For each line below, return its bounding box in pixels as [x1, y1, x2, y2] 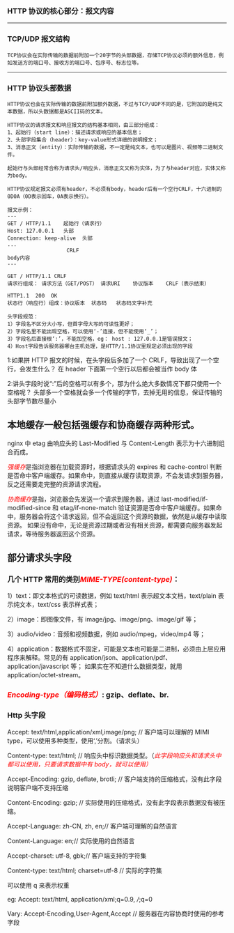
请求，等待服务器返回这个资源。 [7, 530, 99, 538]
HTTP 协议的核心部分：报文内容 [7, 6, 114, 15]
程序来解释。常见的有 [7, 654, 68, 662]
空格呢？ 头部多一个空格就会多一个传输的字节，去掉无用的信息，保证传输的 [7, 388, 223, 396]
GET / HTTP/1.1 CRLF [7, 272, 68, 279]
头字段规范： [7, 313, 39, 320]
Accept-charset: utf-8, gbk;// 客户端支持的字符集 [7, 851, 147, 860]
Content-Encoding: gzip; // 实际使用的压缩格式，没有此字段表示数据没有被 [7, 798, 219, 806]
